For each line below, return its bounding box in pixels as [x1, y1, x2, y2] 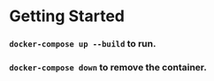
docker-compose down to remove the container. [9, 62, 208, 74]
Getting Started [9, 6, 126, 26]
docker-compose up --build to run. [9, 38, 157, 50]
